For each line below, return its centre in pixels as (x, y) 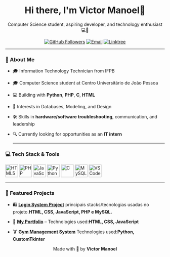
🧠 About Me (20, 59)
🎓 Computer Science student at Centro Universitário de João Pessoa (85, 83)
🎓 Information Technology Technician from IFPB (63, 71)
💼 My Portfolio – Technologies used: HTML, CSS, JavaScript (76, 222)
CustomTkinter (29, 239)
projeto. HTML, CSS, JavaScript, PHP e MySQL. (62, 211)
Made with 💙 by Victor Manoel (85, 249)
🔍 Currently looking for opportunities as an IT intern (67, 134)
